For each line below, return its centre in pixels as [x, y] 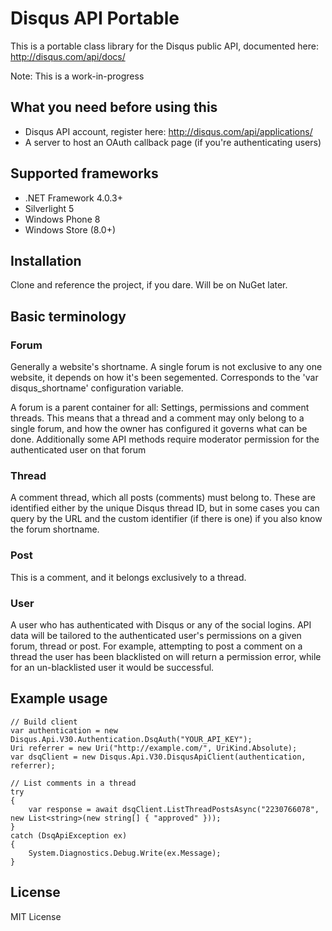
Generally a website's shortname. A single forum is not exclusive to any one [166, 367]
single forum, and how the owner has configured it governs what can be [159, 429]
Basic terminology [68, 316]
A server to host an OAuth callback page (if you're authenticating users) [173, 142]
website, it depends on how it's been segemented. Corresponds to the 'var [164, 378]
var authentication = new [64, 730]
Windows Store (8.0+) [70, 229]
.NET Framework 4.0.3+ [73, 198]
